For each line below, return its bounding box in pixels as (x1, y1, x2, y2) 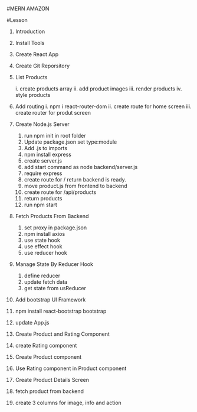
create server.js (24, 157, 63, 164)
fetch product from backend (15, 388, 84, 395)
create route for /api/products (24, 189, 97, 196)
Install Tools (15, 40, 45, 46)
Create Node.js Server (15, 121, 70, 128)
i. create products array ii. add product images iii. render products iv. (15, 85, 182, 92)
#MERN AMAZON (6, 5, 50, 12)
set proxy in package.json (24, 224, 87, 231)
